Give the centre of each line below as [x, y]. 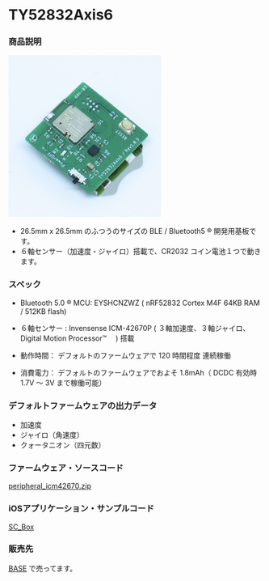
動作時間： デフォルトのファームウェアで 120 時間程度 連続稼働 [126, 355]
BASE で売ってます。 [43, 568]
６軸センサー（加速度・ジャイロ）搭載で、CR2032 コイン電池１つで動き [141, 252]
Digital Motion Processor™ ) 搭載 [77, 338]
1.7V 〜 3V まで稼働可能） [63, 383]
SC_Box [21, 527]
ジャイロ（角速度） [52, 435]
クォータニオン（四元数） [63, 445]
